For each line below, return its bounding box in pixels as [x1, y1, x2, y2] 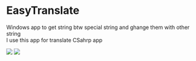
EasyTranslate [6, 4, 80, 18]
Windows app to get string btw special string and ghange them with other [6, 24, 190, 31]
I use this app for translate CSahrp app [6, 36, 103, 43]
